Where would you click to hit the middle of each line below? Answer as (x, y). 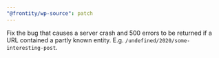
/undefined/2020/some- (158, 41)
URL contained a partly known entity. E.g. (65, 40)
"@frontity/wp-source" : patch (50, 13)
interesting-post (31, 48)
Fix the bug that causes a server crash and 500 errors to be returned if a (109, 33)
